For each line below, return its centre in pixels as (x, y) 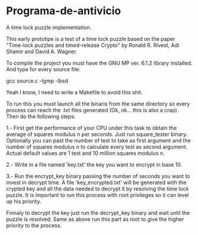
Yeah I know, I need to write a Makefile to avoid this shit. (74, 92)
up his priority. (24, 201)
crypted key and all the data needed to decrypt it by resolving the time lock (98, 189)
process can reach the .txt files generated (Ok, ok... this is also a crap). (92, 110)
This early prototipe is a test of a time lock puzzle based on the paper (91, 39)
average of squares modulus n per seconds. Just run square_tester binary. (97, 134)
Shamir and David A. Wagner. (42, 51)
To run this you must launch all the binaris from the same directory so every (98, 104)
